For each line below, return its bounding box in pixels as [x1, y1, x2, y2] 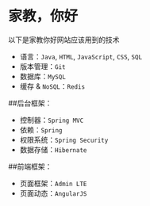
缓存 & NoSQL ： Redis [19, 81, 86, 91]
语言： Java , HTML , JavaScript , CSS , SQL [19, 51, 143, 61]
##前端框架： [8, 162, 52, 171]
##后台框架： [8, 98, 52, 108]
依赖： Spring [19, 124, 63, 135]
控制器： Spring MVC [19, 115, 84, 124]
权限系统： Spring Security [19, 135, 109, 144]
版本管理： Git [19, 61, 66, 71]
